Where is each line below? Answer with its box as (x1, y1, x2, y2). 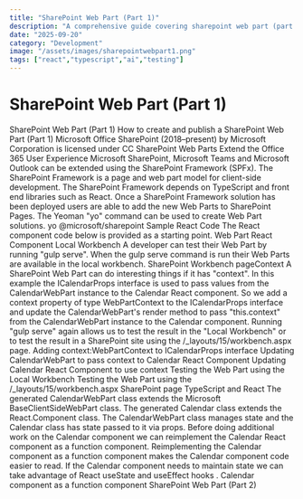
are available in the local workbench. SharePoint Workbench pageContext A (9, 259, 292, 269)
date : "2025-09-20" (9, 30, 83, 39)
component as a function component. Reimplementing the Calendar (9, 440, 262, 452)
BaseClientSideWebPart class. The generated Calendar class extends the (9, 402, 282, 413)
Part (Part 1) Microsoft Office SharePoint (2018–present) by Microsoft (9, 133, 267, 145)
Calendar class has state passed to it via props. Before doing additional (9, 421, 275, 432)
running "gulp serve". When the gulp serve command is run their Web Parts (9, 249, 290, 259)
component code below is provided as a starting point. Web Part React (9, 230, 273, 240)
